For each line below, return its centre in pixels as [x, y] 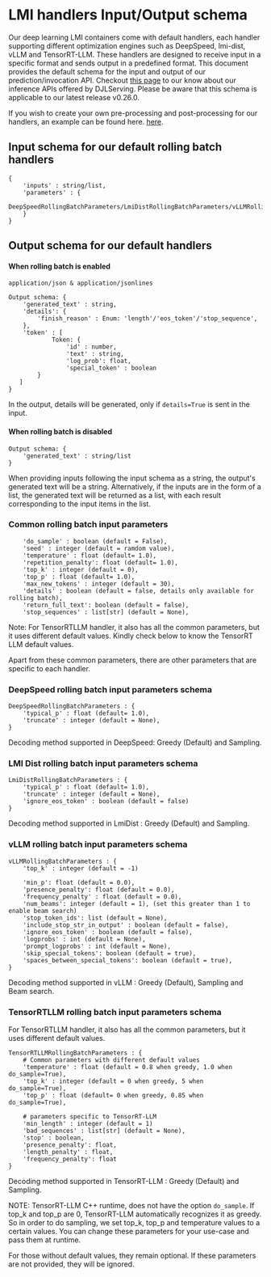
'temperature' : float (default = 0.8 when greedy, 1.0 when [127, 1068]
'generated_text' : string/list [77, 456]
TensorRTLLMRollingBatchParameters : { [75, 1053]
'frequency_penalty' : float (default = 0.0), [102, 896]
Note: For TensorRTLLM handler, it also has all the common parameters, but [134, 627]
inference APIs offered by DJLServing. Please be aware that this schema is [133, 89]
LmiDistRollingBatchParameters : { [68, 780]
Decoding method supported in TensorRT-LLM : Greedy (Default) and [124, 1182]
